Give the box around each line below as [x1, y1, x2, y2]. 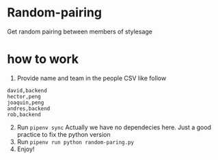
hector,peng [7, 93, 41, 100]
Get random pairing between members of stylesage [7, 27, 152, 36]
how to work [7, 51, 79, 67]
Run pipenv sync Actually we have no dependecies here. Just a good [16, 123, 212, 131]
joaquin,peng [7, 99, 44, 106]
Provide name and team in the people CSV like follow [16, 74, 167, 82]
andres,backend [7, 105, 51, 112]
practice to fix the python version [16, 130, 111, 138]
